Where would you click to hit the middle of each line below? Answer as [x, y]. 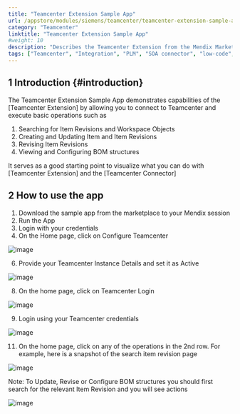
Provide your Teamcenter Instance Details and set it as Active [109, 263]
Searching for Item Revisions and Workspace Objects [96, 128]
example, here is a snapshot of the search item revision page [108, 353]
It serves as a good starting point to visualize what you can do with [106, 166]
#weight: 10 [26, 41]
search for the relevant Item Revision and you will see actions [98, 389]
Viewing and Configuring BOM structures [79, 151]
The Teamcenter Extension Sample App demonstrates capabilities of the [114, 100]
